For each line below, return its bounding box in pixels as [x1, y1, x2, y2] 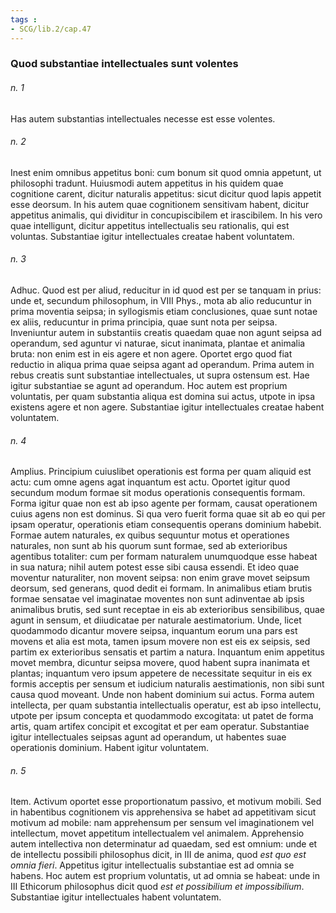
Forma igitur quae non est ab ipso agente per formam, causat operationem [10, 497, 318, 510]
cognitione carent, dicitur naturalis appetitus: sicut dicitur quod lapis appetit [10, 187, 322, 200]
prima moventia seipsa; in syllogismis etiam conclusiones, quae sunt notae [10, 306, 318, 318]
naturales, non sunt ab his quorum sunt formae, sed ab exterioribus [10, 540, 288, 552]
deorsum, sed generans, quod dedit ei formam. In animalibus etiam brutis [10, 582, 313, 595]
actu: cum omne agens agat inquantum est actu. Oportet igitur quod [10, 476, 291, 488]
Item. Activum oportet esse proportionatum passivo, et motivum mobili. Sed [10, 796, 322, 808]
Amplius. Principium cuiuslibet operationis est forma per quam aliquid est [10, 466, 312, 478]
